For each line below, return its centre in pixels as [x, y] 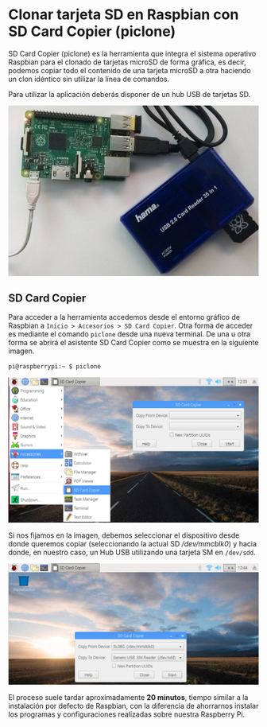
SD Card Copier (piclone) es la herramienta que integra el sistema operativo [132, 53]
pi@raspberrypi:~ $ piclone [55, 367]
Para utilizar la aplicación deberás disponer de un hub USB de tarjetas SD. [130, 94]
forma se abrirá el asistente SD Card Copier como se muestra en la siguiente [133, 343]
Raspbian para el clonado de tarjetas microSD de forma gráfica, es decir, [127, 62]
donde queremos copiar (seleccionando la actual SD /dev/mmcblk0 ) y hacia [132, 544]
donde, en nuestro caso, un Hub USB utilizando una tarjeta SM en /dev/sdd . [132, 552]
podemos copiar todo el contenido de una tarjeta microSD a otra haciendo [130, 70]
